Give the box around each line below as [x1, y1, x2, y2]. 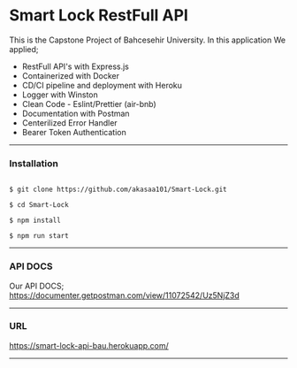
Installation [9, 157, 59, 169]
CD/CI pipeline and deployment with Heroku [21, 80, 183, 90]
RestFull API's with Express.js [21, 61, 130, 72]
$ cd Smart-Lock [9, 201, 69, 210]
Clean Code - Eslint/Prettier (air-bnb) [21, 98, 156, 109]
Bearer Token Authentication [21, 126, 126, 137]
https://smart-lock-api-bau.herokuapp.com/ [9, 340, 170, 350]
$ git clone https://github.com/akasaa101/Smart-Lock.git [9, 185, 227, 195]
